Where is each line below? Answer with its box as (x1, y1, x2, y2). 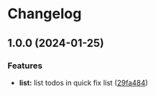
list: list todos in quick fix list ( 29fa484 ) (18, 78, 149, 87)
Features (7, 60, 43, 71)
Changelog (7, 5, 82, 23)
